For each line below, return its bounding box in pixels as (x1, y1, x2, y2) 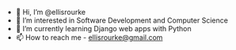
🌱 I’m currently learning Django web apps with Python (15, 24, 192, 33)
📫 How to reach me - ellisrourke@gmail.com (15, 33, 163, 42)
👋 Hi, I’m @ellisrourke (15, 8, 86, 16)
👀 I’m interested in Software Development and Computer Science (15, 16, 228, 25)
